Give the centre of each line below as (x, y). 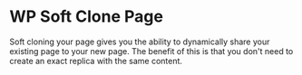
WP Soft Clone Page (86, 17)
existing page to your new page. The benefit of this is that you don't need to (151, 51)
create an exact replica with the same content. (96, 61)
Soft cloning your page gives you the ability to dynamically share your (140, 42)
